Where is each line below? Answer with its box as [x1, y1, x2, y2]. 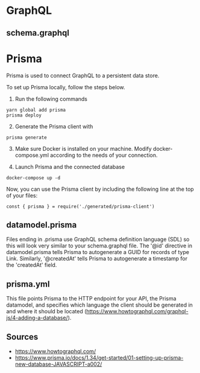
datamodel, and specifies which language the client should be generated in [6, 301, 193, 308]
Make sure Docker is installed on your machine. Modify [14, 145, 152, 152]
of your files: [6, 191, 38, 199]
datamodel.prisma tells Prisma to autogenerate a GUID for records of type [6, 249, 190, 256]
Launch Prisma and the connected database [14, 163, 125, 170]
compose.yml [14, 151, 49, 159]
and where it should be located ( [6, 308, 87, 315]
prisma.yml [6, 279, 50, 289]
